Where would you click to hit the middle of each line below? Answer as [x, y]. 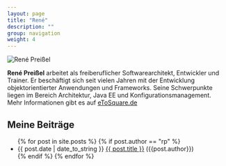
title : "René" [28, 20]
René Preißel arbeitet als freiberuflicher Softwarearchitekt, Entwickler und [113, 73]
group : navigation [34, 33]
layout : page [26, 14]
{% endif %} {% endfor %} [56, 156]
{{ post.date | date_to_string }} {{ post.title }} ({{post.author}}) [105, 149]
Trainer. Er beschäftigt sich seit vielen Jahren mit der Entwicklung [101, 80]
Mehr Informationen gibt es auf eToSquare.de [72, 103]
